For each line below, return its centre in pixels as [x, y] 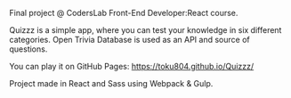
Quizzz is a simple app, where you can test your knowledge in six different [145, 30]
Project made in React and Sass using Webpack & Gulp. [111, 83]
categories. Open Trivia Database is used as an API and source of [130, 40]
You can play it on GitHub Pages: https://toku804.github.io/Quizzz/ [132, 66]
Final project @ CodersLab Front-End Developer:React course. [124, 13]
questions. [28, 49]
